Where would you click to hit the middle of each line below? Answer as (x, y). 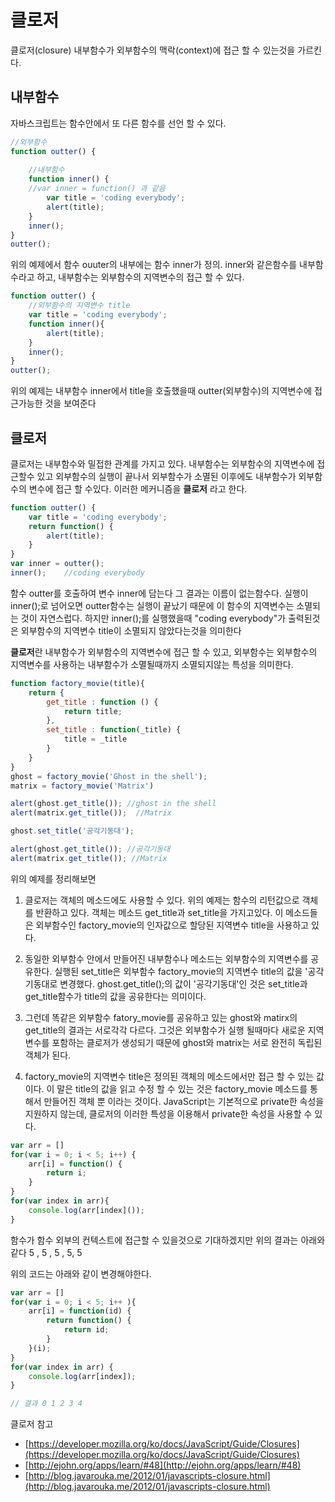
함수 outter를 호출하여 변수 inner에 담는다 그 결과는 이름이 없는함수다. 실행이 (159, 593)
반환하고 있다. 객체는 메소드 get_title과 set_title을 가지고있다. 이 (159, 912)
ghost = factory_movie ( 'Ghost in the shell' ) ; (109, 776)
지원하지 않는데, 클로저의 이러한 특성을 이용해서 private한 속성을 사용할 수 (168, 1113)
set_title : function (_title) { (114, 730)
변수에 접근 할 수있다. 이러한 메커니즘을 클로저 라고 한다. (138, 488)
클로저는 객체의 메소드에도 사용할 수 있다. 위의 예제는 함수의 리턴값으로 (162, 900)
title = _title (95, 739)
